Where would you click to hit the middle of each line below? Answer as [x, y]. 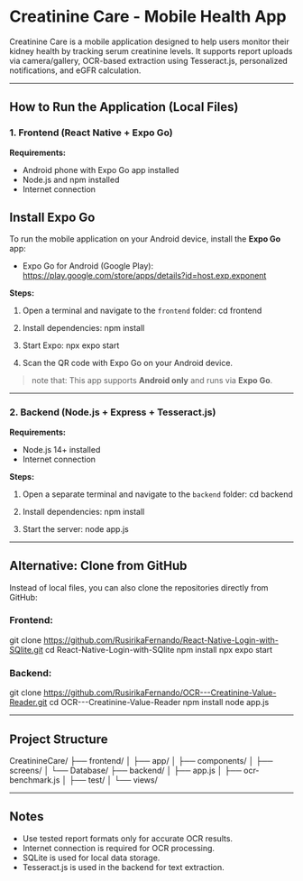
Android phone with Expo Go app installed [101, 170]
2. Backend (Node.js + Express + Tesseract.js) [113, 412]
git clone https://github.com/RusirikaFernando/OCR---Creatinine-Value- [143, 693]
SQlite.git [26, 649]
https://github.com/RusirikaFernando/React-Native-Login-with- [161, 640]
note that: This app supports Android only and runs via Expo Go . [152, 381]
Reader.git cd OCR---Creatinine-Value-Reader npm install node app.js [139, 702]
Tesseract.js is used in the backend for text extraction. [124, 867]
